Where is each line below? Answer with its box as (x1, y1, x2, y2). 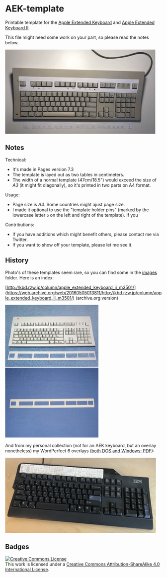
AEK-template (5, 3, 65, 14)
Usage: (5, 192, 20, 198)
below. (5, 39, 19, 45)
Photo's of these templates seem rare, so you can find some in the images (5, 269, 158, 275)
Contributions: (5, 222, 35, 228)
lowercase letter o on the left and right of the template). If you (12, 212, 138, 218)
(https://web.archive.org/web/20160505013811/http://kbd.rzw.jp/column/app (5, 289, 162, 296)
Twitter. (12, 237, 28, 243)
